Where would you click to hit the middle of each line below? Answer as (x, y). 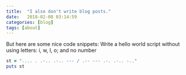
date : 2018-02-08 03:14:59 (42, 17)
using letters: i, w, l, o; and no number (51, 51)
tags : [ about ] (23, 28)
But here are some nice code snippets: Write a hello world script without (93, 44)
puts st (15, 67)
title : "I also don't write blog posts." (58, 11)
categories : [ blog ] (30, 22)
